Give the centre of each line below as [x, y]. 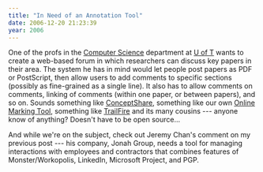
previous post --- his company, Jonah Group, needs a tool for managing [126, 144]
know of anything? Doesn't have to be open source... [94, 120]
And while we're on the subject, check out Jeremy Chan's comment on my [130, 135]
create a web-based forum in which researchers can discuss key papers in [130, 61]
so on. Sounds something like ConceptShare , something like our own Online [131, 103]
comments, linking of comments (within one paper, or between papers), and [132, 95]
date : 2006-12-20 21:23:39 [53, 23]
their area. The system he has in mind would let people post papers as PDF [130, 69]
